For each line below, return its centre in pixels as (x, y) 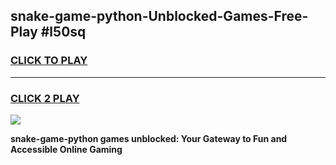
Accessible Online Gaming (66, 149)
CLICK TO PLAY (49, 61)
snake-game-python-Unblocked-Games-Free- (159, 16)
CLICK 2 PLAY (45, 98)
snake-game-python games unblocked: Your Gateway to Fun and (149, 138)
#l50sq (63, 32)
